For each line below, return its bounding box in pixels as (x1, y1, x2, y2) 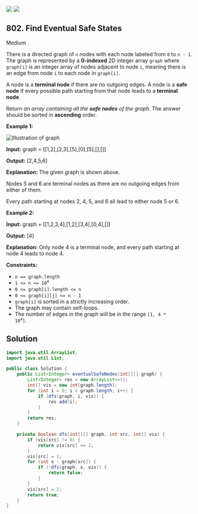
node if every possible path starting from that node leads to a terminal (6, 87, 178, 94)
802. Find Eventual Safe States (6, 24, 122, 34)
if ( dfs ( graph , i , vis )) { (37, 393, 105, 399)
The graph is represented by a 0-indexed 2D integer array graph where (6, 57, 180, 64)
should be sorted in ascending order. (6, 111, 97, 118)
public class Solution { (6, 366, 67, 372)
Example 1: (6, 122, 34, 130)
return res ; (27, 415, 57, 421)
